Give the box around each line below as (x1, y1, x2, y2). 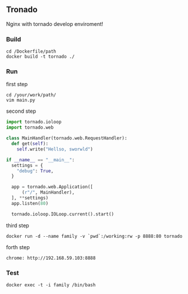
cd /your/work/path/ (6, 92, 57, 98)
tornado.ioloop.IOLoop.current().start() (11, 211, 115, 217)
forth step (6, 243, 31, 250)
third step (6, 221, 29, 229)
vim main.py (6, 97, 35, 103)
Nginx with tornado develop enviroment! (6, 20, 104, 27)
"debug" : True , (16, 168, 54, 174)
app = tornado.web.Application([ (11, 184, 93, 190)
